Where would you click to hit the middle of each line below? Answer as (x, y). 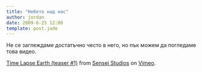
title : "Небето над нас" (37, 12)
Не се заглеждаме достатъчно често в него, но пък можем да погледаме (101, 45)
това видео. (21, 52)
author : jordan (25, 17)
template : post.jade (32, 28)
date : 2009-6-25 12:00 (35, 23)
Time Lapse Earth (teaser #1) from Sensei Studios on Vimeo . (81, 63)
